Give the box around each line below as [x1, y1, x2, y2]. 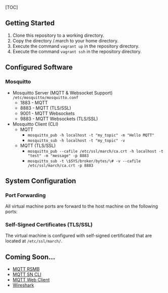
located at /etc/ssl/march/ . [5, 238, 63, 244]
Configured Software [5, 63, 73, 72]
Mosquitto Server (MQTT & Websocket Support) [12, 89, 113, 95]
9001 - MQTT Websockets [20, 110, 75, 116]
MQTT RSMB [12, 266, 40, 272]
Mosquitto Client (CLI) [12, 121, 59, 127]
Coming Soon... [5, 253, 55, 261]
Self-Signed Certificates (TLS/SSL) [5, 221, 93, 228]
